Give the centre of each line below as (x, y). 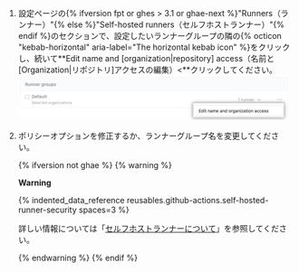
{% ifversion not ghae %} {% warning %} (95, 164)
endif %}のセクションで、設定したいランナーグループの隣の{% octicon (150, 36)
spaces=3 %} (104, 210)
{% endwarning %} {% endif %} (78, 258)
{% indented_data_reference (71, 200)
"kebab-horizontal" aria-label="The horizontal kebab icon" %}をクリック (154, 47)
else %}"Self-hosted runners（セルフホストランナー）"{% (176, 24)
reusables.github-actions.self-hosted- (198, 200)
